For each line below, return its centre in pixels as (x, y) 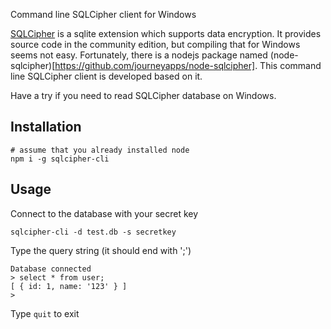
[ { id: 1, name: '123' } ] (69, 286)
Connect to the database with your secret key (104, 213)
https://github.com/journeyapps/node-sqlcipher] (155, 65)
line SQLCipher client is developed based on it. (106, 76)
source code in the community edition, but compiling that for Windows (155, 44)
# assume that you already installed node (100, 150)
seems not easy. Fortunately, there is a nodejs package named (139, 55)
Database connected (51, 269)
